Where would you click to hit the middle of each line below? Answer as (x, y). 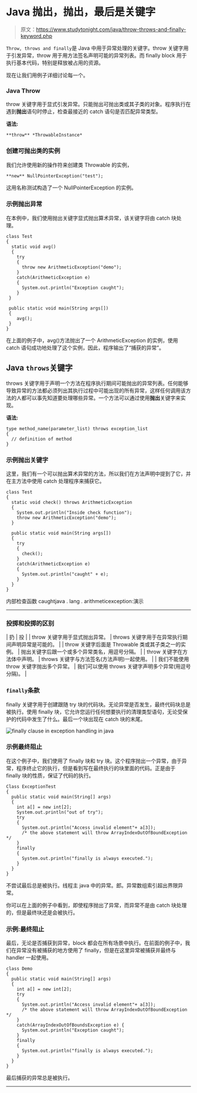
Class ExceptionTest (31, 786)
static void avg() (34, 247)
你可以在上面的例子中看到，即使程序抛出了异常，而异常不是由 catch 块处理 (96, 905)
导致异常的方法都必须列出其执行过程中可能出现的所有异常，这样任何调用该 (96, 390)
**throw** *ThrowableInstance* (44, 135)
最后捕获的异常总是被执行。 (40, 1078)
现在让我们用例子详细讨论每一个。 (47, 75)
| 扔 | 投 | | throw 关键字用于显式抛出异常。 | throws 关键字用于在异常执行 (94, 637)
